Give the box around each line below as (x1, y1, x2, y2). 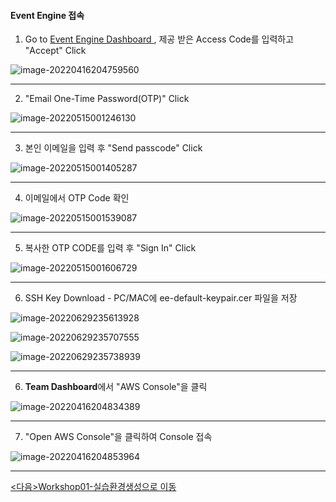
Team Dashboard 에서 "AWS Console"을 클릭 (24, 381, 208, 393)
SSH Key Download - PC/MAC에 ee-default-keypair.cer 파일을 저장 (24, 292, 298, 304)
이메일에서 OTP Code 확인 (24, 192, 130, 204)
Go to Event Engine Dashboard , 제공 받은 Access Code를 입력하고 (24, 33, 295, 45)
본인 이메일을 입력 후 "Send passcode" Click (24, 142, 203, 154)
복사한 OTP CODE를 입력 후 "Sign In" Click (24, 242, 197, 254)
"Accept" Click (24, 45, 87, 57)
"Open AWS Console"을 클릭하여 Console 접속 (24, 431, 213, 443)
